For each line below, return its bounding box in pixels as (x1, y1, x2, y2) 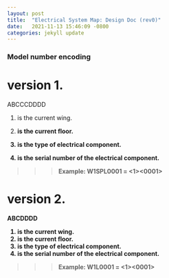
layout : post (7, 10, 45, 17)
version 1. (7, 77, 64, 93)
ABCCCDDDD (7, 101, 46, 109)
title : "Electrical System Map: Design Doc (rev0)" (7, 17, 161, 23)
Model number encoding (7, 52, 91, 62)
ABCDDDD (7, 215, 38, 223)
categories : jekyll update (7, 29, 84, 37)
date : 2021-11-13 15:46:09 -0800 (7, 23, 109, 30)
